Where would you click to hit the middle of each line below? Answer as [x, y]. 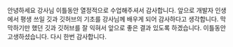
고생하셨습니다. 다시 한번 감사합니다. [57, 36]
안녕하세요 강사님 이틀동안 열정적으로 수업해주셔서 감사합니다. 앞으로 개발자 [111, 10]
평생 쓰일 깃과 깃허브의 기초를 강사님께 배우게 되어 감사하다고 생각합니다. [119, 19]
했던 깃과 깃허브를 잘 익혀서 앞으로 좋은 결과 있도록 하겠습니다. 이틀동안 [129, 28]
